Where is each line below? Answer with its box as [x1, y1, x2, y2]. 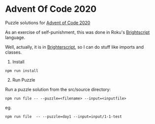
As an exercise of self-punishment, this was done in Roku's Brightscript [5, 29, 150, 35]
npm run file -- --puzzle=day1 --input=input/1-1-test [5, 114, 122, 119]
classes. [5, 49, 22, 55]
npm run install [5, 68, 38, 73]
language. [5, 34, 26, 40]
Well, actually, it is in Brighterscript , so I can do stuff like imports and [5, 44, 144, 50]
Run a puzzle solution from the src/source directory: [5, 86, 111, 92]
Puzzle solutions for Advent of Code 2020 [5, 20, 91, 26]
